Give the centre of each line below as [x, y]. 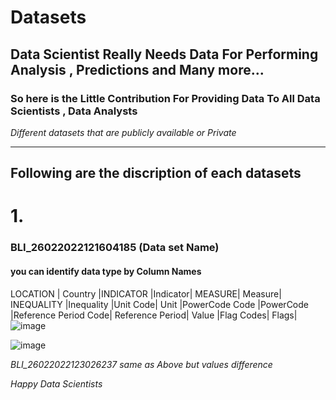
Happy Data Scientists [56, 383]
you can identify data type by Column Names [106, 271]
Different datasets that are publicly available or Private [123, 132]
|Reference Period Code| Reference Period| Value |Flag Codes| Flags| [154, 315]
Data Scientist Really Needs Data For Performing [164, 54]
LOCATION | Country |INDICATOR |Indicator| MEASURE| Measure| [146, 293]
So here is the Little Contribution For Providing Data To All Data [165, 98]
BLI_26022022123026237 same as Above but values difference [141, 364]
